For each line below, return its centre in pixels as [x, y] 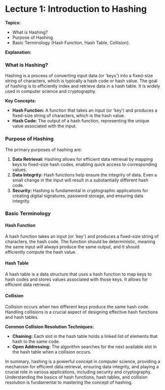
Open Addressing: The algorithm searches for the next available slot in [84, 347]
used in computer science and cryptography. [51, 91]
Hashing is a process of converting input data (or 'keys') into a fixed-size [79, 76]
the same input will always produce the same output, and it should [72, 246]
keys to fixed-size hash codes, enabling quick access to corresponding [85, 164]
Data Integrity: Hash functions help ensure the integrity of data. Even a [84, 175]
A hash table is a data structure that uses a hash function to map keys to [78, 274]
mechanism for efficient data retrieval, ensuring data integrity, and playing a [82, 367]
